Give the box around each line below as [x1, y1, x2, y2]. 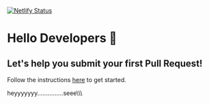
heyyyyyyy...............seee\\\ [7, 89, 83, 97]
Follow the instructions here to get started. [7, 76, 126, 83]
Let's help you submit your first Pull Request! [7, 57, 203, 69]
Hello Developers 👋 [7, 31, 117, 46]
